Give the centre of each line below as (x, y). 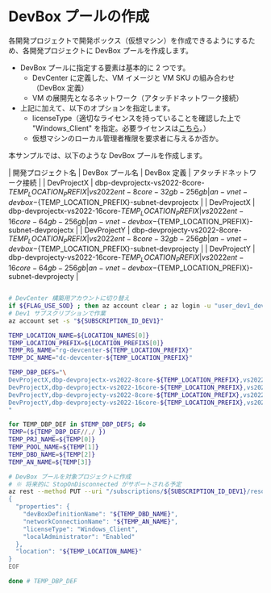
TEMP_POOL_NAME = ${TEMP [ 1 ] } (54, 447)
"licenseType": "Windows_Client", (81, 529)
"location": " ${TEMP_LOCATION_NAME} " (79, 552)
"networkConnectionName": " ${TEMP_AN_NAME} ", (101, 521)
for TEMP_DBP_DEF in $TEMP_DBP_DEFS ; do (77, 424)
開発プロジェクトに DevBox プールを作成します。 (111, 50)
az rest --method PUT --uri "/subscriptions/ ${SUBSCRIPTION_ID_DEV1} (128, 492)
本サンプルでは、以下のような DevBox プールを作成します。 (108, 155)
